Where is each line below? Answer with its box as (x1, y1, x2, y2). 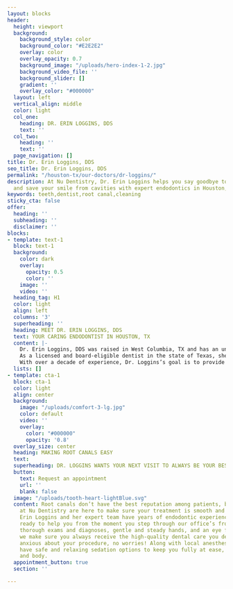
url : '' (19, 481, 42, 488)
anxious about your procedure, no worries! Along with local (19, 540, 200, 547)
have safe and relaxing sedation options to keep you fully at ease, (19, 546, 225, 553)
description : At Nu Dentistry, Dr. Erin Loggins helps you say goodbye (7, 178, 218, 185)
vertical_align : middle (13, 101, 82, 108)
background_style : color (19, 36, 92, 43)
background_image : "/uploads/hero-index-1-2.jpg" (19, 62, 166, 69)
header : (7, 17, 30, 24)
